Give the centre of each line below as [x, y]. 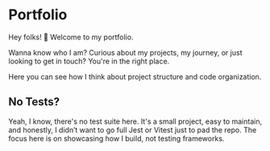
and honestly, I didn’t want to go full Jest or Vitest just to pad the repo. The [133, 129]
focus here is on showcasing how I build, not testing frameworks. [116, 138]
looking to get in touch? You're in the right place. [89, 61]
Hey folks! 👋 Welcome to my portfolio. [71, 37]
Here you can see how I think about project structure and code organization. [135, 76]
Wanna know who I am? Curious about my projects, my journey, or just [125, 52]
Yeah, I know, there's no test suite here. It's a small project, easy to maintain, [135, 121]
